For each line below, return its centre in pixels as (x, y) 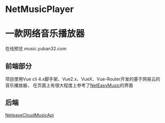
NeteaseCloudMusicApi (30, 115)
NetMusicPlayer (39, 9)
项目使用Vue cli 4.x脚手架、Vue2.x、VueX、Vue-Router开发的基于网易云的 (83, 79)
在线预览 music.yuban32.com (36, 49)
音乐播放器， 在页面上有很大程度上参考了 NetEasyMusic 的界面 (69, 85)
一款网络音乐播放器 (45, 34)
